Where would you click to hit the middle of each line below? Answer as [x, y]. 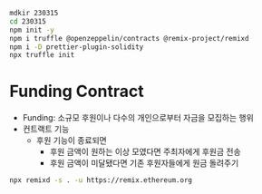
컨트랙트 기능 [46, 129]
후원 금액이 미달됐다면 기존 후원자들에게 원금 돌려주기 [144, 163]
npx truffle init [42, 55]
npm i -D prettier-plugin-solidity [77, 47]
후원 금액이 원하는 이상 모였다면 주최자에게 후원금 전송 [146, 152]
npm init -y [32, 30]
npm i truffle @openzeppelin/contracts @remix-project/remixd [129, 38]
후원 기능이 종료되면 [71, 141]
